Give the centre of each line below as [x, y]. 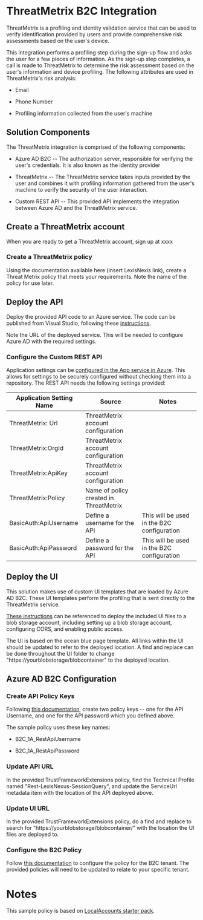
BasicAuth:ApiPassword [43, 547]
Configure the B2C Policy [44, 850]
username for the [110, 523]
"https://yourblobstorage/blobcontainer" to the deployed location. [88, 660]
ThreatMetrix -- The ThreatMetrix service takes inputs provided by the [103, 177]
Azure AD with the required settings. [51, 341]
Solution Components [48, 132]
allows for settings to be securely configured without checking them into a [99, 376]
